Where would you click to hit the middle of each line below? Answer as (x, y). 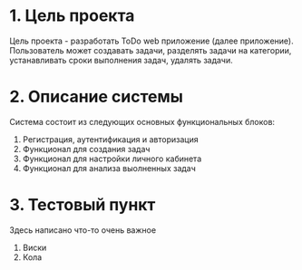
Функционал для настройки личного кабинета (112, 159)
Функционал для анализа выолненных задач (109, 168)
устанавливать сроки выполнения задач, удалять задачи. (121, 60)
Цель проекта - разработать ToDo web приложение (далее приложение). (151, 41)
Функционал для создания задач (86, 149)
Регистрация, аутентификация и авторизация (110, 139)
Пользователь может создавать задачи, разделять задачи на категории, (151, 50)
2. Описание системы (97, 97)
